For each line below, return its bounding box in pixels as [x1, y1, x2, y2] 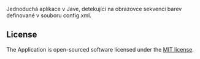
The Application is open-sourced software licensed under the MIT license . [6, 45, 194, 53]
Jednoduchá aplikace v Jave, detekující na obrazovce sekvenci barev [6, 6, 182, 12]
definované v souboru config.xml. [6, 12, 92, 19]
